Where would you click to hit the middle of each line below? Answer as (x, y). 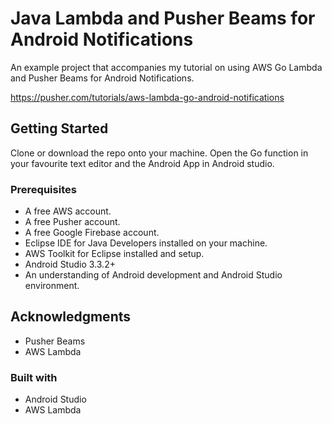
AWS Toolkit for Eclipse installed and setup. (114, 254)
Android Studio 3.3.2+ (70, 264)
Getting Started (59, 128)
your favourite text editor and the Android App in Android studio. (142, 163)
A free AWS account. (68, 211)
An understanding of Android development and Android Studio (153, 275)
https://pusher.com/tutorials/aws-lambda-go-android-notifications (147, 97)
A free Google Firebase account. (92, 233)
